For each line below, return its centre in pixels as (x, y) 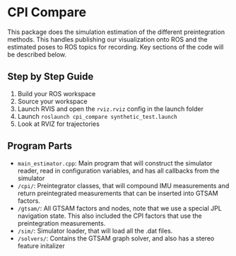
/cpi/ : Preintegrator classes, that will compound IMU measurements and (123, 185)
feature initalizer (41, 245)
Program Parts (40, 146)
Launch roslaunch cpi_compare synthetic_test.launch (98, 116)
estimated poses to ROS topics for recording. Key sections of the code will (116, 47)
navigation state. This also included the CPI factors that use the (110, 216)
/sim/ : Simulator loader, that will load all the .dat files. (95, 231)
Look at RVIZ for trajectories (59, 124)
